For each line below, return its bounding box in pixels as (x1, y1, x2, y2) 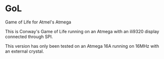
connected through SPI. (5, 34, 53, 39)
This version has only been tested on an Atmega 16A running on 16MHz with (5, 43, 160, 49)
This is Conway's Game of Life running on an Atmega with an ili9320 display (5, 28, 160, 34)
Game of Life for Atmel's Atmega (5, 19, 71, 25)
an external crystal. (5, 48, 44, 54)
